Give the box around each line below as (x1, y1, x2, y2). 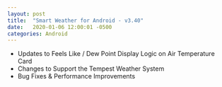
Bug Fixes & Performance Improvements (17, 72, 136, 81)
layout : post (7, 10, 46, 18)
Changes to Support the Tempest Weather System (17, 64, 165, 73)
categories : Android (7, 30, 69, 37)
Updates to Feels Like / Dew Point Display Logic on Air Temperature (17, 50, 216, 58)
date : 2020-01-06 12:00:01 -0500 (7, 23, 112, 30)
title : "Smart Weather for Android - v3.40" (7, 17, 144, 24)
